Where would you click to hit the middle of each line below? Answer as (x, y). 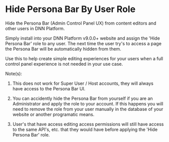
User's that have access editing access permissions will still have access (88, 124)
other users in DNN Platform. (35, 28)
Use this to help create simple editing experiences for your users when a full (84, 58)
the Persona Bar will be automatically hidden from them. (63, 49)
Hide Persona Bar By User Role (70, 9)
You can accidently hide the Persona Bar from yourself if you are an (83, 98)
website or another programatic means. (53, 114)
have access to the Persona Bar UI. (49, 88)
